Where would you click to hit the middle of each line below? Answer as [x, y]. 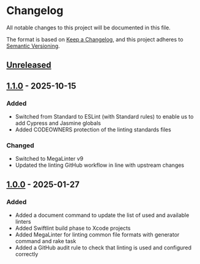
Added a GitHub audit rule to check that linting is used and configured [103, 248]
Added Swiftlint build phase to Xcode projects [73, 228]
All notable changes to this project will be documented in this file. [89, 28]
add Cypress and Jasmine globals [58, 123]
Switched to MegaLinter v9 [49, 159]
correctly [27, 254]
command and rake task [46, 241]
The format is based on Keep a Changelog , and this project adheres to [95, 39]
